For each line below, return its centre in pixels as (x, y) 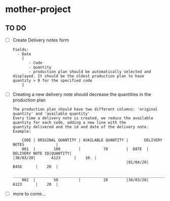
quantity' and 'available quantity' (51, 114)
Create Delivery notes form (41, 40)
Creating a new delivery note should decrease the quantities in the (82, 94)
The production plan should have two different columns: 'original (85, 110)
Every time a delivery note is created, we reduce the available (83, 118)
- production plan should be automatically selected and (90, 72)
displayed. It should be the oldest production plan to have (78, 76)
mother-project (38, 9)
